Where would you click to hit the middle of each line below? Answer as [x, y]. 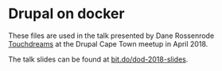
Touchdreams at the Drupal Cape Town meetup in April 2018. [108, 43]
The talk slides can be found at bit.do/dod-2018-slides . [98, 59]
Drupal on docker [66, 14]
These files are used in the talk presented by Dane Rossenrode [111, 35]
